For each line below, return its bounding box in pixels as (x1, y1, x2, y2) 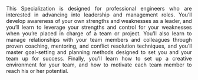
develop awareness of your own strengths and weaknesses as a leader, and (6, 18, 192, 24)
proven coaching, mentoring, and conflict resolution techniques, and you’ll (6, 42, 192, 49)
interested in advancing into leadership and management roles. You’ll (6, 11, 192, 18)
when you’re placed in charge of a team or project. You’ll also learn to (6, 30, 192, 37)
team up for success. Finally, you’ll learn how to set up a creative (6, 55, 192, 62)
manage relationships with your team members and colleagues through (6, 36, 192, 43)
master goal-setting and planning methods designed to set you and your (6, 49, 192, 55)
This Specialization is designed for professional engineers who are (6, 5, 192, 12)
